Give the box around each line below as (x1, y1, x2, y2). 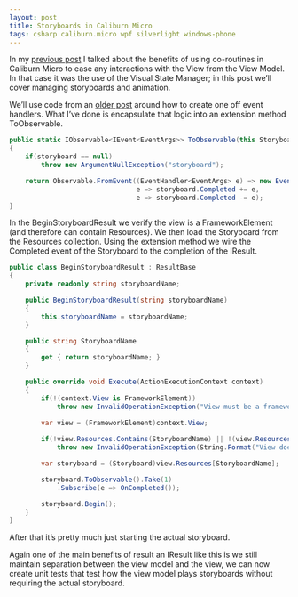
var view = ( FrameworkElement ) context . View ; (41, 418, 208, 427)
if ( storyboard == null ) (25, 152, 114, 161)
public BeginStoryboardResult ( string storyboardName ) (25, 295, 228, 304)
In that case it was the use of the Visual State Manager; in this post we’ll (9, 73, 272, 84)
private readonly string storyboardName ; (25, 279, 180, 289)
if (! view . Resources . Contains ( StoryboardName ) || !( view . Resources (41, 435, 292, 444)
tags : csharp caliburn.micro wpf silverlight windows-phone (9, 29, 237, 38)
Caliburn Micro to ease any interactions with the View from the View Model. (9, 63, 286, 74)
